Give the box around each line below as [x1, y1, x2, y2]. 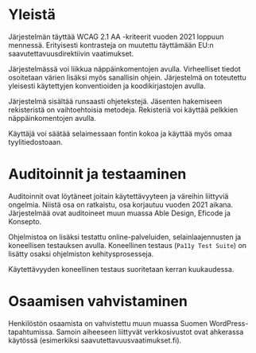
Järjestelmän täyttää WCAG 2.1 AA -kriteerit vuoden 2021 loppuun [8, 32, 224, 41]
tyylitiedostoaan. [8, 137, 63, 146]
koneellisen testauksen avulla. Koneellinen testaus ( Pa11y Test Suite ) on [8, 240, 247, 250]
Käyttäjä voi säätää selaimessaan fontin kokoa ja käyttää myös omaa [8, 129, 232, 138]
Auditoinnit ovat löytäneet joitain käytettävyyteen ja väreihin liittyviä [8, 191, 229, 200]
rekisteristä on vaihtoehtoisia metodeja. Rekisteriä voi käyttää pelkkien [8, 105, 239, 114]
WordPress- [209, 318, 249, 328]
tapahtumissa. [8, 327, 55, 336]
